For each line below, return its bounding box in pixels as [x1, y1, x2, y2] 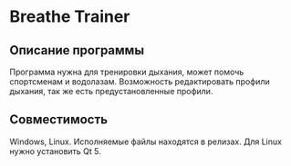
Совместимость [9, 112, 108, 128]
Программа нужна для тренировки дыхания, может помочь [9, 66, 244, 77]
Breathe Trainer [9, 6, 130, 27]
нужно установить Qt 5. [9, 145, 102, 156]
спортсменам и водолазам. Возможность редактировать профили [9, 76, 271, 87]
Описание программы [9, 43, 144, 58]
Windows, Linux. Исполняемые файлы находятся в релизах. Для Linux [9, 136, 283, 147]
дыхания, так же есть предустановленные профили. [9, 86, 213, 96]
